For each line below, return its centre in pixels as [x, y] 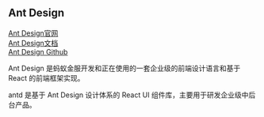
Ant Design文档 [33, 43]
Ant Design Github [38, 51]
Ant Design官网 [33, 33]
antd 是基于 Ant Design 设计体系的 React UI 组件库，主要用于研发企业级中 [128, 95]
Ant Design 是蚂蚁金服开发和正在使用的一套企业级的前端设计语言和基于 [124, 68]
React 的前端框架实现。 [46, 77]
